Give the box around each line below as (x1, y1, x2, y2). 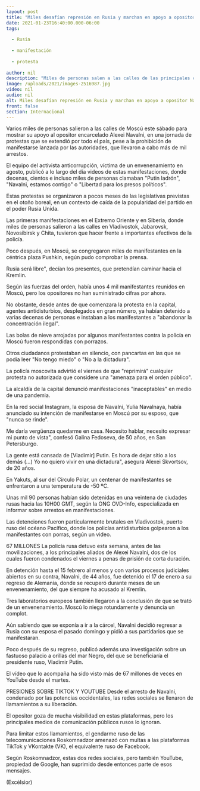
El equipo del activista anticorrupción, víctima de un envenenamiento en (6, 162, 183, 169)
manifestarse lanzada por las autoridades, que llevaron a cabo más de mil (6, 144, 187, 151)
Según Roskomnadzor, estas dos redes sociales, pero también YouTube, (6, 755, 183, 762)
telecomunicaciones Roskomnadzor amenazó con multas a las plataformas (6, 737, 190, 744)
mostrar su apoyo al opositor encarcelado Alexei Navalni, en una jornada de (6, 131, 192, 138)
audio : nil (6, 92, 33, 98)
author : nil (6, 70, 36, 76)
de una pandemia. (6, 392, 51, 399)
